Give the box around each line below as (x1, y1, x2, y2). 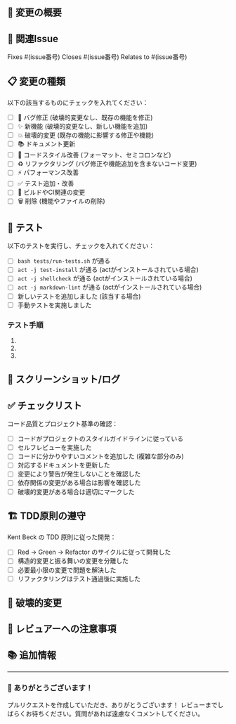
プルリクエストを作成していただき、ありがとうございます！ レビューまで (7, 700, 218, 709)
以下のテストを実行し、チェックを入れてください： (7, 242, 155, 250)
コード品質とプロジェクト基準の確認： (7, 420, 118, 428)
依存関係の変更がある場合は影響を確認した (17, 479, 141, 487)
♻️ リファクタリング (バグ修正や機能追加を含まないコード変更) (17, 160, 197, 168)
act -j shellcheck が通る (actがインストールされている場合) (17, 274, 193, 283)
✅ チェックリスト (7, 399, 82, 411)
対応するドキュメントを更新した (17, 461, 110, 470)
